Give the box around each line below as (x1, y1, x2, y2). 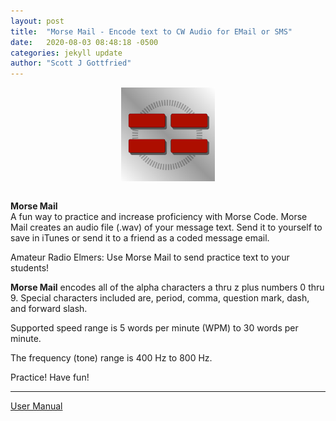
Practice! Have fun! (10, 371, 90, 384)
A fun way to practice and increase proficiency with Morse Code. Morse (10, 211, 308, 223)
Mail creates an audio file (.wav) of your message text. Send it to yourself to (10, 221, 323, 234)
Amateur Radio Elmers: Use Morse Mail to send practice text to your (10, 251, 290, 264)
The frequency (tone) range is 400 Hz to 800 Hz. (10, 352, 213, 364)
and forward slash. (10, 303, 88, 315)
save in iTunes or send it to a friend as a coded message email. (10, 232, 270, 244)
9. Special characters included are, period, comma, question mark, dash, (10, 292, 310, 304)
